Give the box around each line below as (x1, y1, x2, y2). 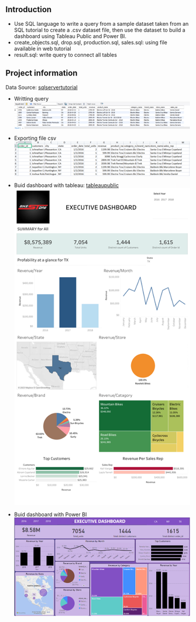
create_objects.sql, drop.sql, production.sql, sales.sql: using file (13, 39, 167, 46)
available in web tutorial (13, 45, 71, 52)
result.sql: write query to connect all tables (13, 51, 118, 58)
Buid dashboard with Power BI (13, 511, 87, 518)
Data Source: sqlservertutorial (5, 84, 78, 91)
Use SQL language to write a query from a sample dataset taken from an (13, 20, 189, 27)
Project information (5, 68, 78, 78)
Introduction (5, 5, 52, 15)
